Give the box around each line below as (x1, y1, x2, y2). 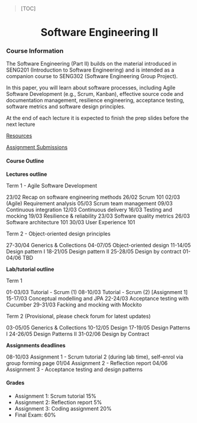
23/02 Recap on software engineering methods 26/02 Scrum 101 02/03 (6, 193, 180, 201)
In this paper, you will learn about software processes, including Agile (6, 84, 176, 91)
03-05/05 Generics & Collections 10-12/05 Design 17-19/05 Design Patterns (6, 324, 190, 331)
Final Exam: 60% (14, 411, 56, 418)
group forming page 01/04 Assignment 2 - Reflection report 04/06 (6, 359, 168, 366)
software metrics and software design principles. (6, 103, 126, 110)
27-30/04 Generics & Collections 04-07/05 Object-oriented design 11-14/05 (6, 241, 191, 248)
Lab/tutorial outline (6, 266, 54, 273)
